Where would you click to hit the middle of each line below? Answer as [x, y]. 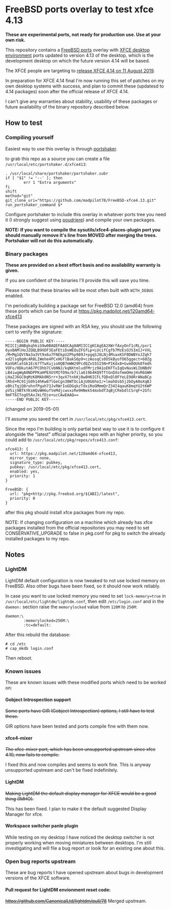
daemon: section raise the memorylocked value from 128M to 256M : [71, 607]
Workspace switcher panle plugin [42, 826]
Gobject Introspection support [38, 700]
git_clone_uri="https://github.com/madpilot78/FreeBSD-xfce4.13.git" [81, 200]
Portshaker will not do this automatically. [50, 240]
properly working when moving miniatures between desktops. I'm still [78, 842]
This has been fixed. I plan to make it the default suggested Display [76, 809]
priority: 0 [23, 498]
